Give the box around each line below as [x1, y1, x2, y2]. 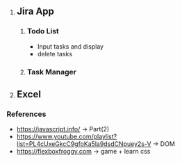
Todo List [26, 26, 60, 36]
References [6, 109, 47, 119]
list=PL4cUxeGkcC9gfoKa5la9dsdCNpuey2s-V [16, 140, 151, 148]
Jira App [16, 6, 55, 17]
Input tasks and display [37, 42, 104, 51]
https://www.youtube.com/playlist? [16, 132, 117, 141]
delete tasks [37, 49, 73, 58]
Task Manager [26, 67, 77, 76]
